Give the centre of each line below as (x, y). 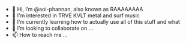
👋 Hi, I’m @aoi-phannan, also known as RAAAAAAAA (77, 9)
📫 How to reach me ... (40, 35)
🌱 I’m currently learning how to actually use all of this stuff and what (96, 22)
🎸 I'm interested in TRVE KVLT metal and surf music (76, 15)
